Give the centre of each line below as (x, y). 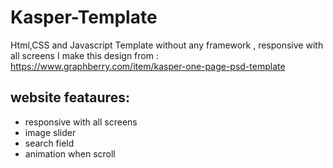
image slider (50, 132)
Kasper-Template (84, 17)
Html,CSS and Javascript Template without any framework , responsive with (167, 45)
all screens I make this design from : (84, 55)
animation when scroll (70, 153)
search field (49, 143)
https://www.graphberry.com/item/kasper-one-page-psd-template (148, 66)
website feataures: (70, 97)
